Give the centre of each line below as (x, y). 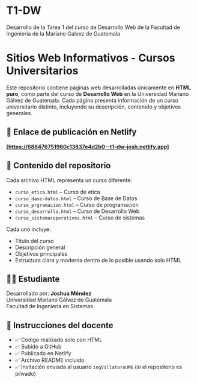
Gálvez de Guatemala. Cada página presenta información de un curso (92, 100)
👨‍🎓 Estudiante (33, 279)
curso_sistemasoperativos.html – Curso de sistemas (80, 217)
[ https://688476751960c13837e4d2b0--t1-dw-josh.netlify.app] (88, 147)
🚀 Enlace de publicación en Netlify (71, 132)
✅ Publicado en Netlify (43, 353)
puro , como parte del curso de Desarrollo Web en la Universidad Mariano (98, 93)
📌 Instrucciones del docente (60, 325)
